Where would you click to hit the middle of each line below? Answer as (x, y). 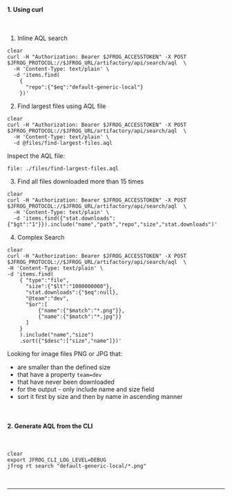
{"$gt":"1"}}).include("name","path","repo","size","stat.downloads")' (112, 224)
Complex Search (41, 238)
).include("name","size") (57, 335)
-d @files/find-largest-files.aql (63, 143)
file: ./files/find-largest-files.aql (63, 169)
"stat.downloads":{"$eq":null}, (72, 293)
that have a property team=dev (59, 375)
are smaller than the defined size (64, 367)
